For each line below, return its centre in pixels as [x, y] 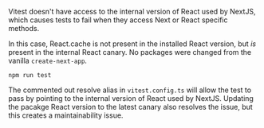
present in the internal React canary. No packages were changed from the [130, 52]
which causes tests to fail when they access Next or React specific [118, 20]
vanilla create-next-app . [48, 60]
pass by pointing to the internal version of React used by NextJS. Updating [131, 98]
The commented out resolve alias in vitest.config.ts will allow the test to [130, 90]
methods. [24, 28]
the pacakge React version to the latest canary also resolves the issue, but [130, 107]
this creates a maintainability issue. [66, 115]
